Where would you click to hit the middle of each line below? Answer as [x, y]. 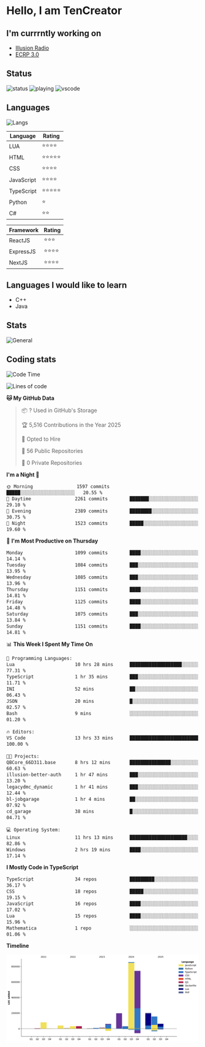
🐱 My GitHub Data [31, 398]
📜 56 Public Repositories [52, 451]
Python [18, 202]
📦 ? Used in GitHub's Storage [59, 410]
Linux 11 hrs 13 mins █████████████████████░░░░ [102, 837]
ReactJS [20, 240]
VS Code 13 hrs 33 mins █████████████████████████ [102, 738]
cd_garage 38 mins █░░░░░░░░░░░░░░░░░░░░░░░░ [102, 811]
